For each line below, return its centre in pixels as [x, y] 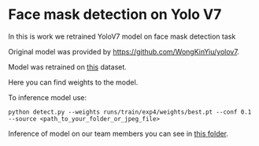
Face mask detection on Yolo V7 [115, 15]
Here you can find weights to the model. [73, 82]
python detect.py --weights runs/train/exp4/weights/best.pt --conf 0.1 [130, 112]
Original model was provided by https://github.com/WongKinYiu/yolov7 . [124, 51]
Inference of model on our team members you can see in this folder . [118, 133]
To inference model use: [48, 97]
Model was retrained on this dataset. [68, 67]
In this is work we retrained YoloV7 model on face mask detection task [122, 36]
